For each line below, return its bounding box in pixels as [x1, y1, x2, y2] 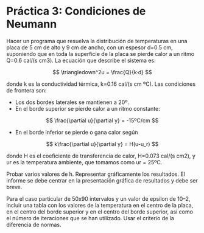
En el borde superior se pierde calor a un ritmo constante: [15, 105, 160, 112]
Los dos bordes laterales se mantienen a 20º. [15, 99, 130, 106]
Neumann [6, 17, 57, 31]
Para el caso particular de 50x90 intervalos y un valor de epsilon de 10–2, [6, 195, 191, 202]
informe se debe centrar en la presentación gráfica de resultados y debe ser [6, 176, 198, 184]
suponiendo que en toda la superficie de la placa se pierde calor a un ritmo [6, 50, 195, 57]
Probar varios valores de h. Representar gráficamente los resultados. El [6, 170, 186, 178]
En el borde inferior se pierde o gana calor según [15, 128, 138, 136]
